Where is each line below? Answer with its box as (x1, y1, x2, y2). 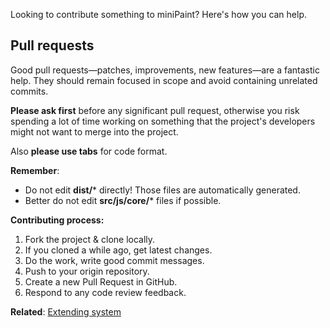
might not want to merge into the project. (10, 125, 179, 138)
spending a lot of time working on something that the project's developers (10, 115, 316, 127)
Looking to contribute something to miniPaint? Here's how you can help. (10, 9, 308, 20)
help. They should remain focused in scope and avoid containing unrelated (10, 74, 318, 86)
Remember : (10, 164, 60, 176)
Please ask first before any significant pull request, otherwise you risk (10, 104, 300, 116)
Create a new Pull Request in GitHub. (24, 275, 178, 288)
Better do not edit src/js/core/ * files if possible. (24, 194, 222, 206)
